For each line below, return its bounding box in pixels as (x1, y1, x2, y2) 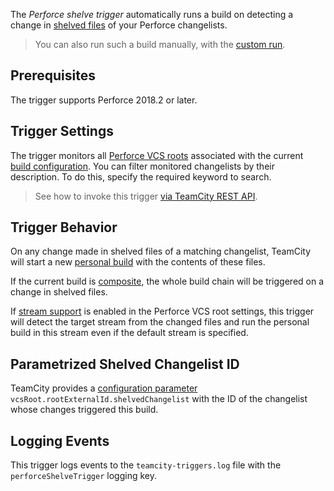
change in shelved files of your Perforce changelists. (10, 19, 228, 31)
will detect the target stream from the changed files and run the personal (10, 316, 310, 328)
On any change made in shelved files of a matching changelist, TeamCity (10, 245, 312, 258)
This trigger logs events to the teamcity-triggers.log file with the (10, 459, 282, 471)
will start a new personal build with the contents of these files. (10, 256, 266, 268)
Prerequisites (10, 67, 96, 84)
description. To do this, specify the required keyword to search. (10, 170, 272, 183)
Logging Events (10, 432, 110, 449)
